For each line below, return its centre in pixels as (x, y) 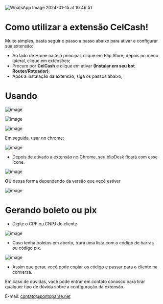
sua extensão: (19, 46)
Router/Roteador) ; (31, 71)
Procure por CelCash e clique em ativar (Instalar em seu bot (73, 65)
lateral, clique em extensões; (41, 61)
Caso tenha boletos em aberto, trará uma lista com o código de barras (83, 242)
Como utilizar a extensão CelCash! (77, 27)
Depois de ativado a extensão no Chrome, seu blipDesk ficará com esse (85, 157)
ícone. (19, 162)
